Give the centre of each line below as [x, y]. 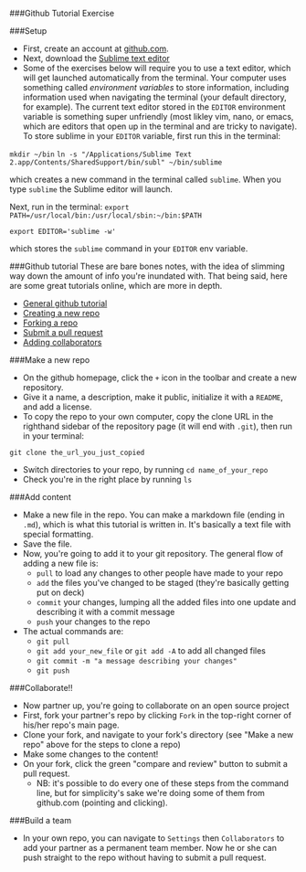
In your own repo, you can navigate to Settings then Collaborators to [153, 838]
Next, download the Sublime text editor [96, 58]
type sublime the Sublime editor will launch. [91, 189]
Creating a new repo [61, 313]
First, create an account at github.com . [95, 48]
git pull [53, 642]
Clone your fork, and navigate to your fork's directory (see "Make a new [158, 734]
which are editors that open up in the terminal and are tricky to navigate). [160, 126]
